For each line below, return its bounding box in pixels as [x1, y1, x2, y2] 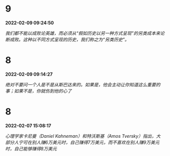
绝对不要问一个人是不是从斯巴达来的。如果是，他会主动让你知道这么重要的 [5, 81, 160, 87]
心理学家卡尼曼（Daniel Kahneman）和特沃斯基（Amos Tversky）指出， [5, 133, 156, 139]
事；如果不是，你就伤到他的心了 [5, 88, 72, 94]
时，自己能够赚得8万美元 [5, 145, 57, 151]
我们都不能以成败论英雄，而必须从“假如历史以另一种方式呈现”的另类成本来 [5, 30, 160, 36]
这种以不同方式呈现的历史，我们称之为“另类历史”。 [22, 36, 130, 42]
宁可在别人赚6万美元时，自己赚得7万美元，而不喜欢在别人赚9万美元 [18, 139, 160, 145]
